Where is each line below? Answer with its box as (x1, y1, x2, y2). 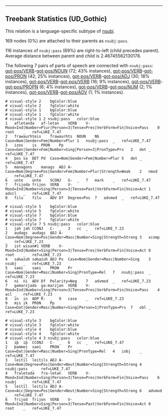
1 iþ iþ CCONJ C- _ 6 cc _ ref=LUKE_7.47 (5, 340, 124, 345)
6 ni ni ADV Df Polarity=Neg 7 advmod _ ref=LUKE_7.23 (5, 279, 151, 284)
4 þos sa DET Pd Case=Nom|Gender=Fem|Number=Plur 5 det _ (5, 156, 142, 161)
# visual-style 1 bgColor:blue (5, 107, 77, 113)
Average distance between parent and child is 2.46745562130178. (5, 53, 141, 59)
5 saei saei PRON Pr (5, 265, 72, 271)
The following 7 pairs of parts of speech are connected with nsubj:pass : (5, 62, 153, 68)
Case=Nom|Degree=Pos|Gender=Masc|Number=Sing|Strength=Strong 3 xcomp (5, 235, 160, 240)
